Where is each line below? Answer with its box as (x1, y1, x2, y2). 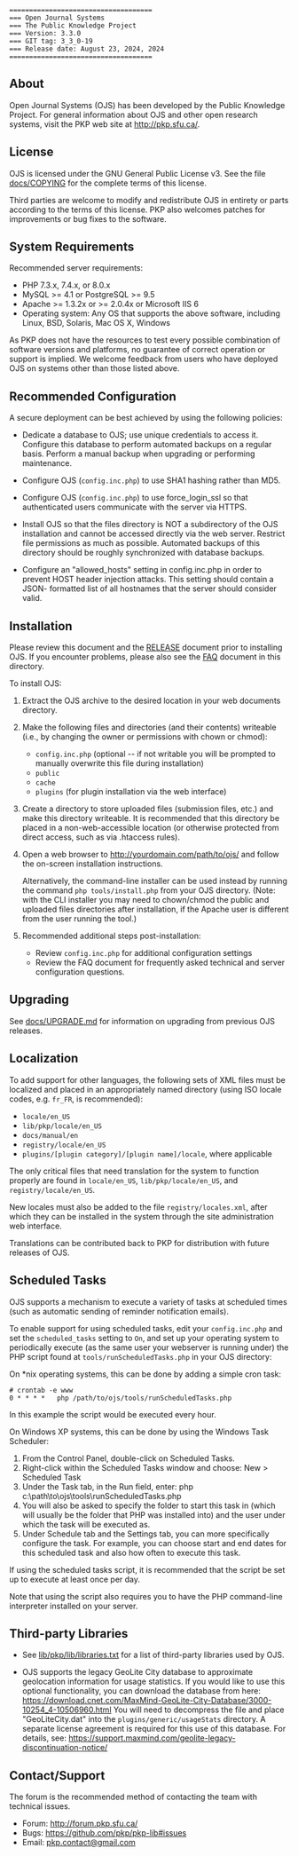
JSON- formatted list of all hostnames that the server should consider (21, 583, 278, 594)
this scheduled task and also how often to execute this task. (21, 1547, 241, 1558)
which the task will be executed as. (21, 1519, 151, 1529)
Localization (9, 1051, 79, 1066)
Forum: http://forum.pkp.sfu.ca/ (21, 1818, 138, 1829)
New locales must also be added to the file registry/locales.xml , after (9, 1201, 268, 1212)
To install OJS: (9, 678, 62, 689)
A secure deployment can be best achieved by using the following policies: (9, 413, 284, 423)
